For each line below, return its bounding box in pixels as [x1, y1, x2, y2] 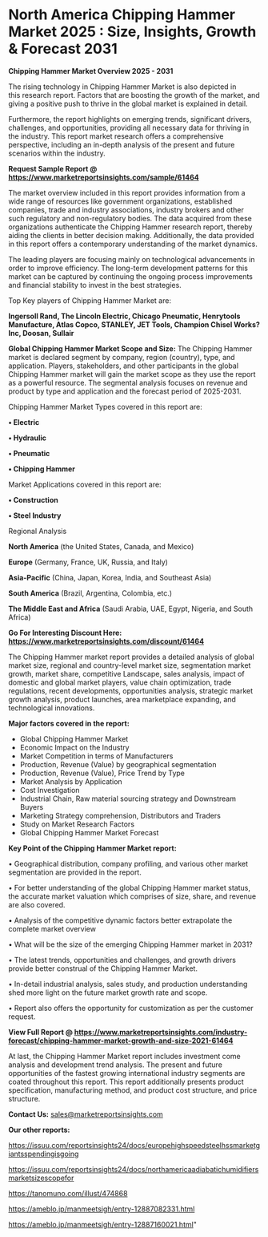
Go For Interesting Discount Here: [8, 628, 122, 637]
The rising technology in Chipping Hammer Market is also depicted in [8, 82, 237, 91]
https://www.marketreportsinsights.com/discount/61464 [8, 636, 205, 646]
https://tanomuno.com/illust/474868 [8, 1188, 128, 1198]
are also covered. [8, 899, 66, 909]
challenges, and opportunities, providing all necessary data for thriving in [8, 123, 250, 132]
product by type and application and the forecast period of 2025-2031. [8, 386, 242, 396]
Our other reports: [8, 1125, 70, 1134]
